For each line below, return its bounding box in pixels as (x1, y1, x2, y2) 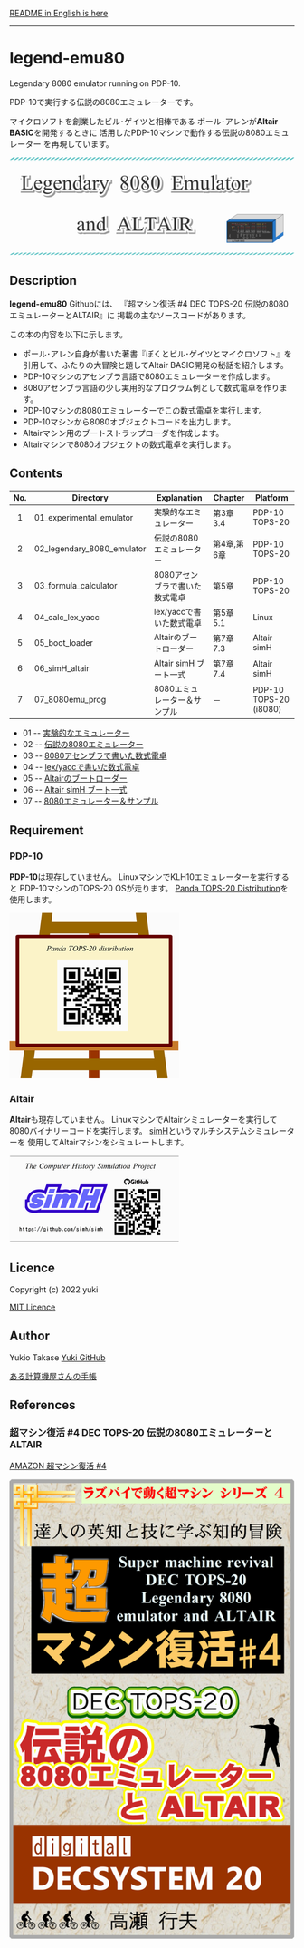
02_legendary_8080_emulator (34, 543, 147, 554)
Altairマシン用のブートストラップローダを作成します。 (22, 427, 224, 438)
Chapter (213, 492, 245, 503)
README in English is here (9, 8, 109, 18)
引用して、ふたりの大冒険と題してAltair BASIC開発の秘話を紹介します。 (22, 359, 290, 370)
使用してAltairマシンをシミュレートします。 (26, 1137, 189, 1148)
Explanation (157, 492, 203, 503)
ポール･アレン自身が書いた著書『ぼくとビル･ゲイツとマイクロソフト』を (22, 348, 292, 359)
